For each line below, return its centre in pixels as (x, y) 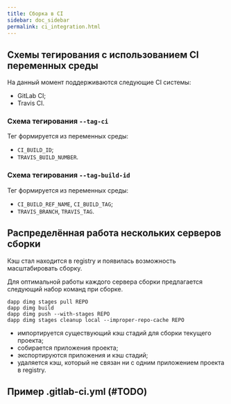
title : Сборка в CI (35, 14)
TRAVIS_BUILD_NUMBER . (48, 157)
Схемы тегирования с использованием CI (103, 55)
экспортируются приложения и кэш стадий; (83, 355)
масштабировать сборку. (45, 268)
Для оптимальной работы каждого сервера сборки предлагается (105, 282)
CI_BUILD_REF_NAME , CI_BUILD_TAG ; (65, 204)
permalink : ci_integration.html (54, 26)
